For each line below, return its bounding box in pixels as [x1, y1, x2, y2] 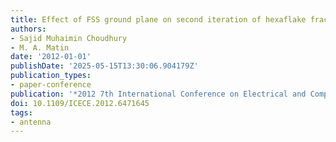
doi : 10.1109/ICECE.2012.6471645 [10, 98, 150, 108]
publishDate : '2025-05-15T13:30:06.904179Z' [10, 61, 199, 71]
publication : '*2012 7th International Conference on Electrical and [10, 89, 307, 99]
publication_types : [10, 71, 92, 81]
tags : [10, 107, 33, 118]
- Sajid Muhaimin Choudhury [10, 33, 128, 43]
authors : [10, 24, 47, 34]
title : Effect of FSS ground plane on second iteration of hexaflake [10, 14, 307, 25]
